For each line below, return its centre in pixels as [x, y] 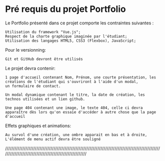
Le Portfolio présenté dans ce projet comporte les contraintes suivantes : [80, 23]
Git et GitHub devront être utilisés [44, 59]
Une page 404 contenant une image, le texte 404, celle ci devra [74, 108]
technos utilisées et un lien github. [45, 99]
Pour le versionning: [26, 50]
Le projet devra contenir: [30, 68]
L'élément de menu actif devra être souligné [53, 139]
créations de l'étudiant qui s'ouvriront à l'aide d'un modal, [72, 81]
